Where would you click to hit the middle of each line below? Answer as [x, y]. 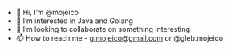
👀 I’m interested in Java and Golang [75, 21]
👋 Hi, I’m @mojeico [47, 12]
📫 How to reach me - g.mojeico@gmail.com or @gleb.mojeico [119, 38]
